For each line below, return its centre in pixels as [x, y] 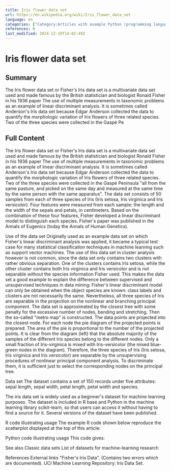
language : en [19, 19]
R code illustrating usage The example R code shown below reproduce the [83, 423]
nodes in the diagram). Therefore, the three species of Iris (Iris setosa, [92, 350]
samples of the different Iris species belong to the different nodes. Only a [82, 339]
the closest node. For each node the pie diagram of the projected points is [83, 323]
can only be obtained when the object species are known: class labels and [83, 290]
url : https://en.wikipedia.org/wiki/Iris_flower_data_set [68, 15]
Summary [21, 78]
